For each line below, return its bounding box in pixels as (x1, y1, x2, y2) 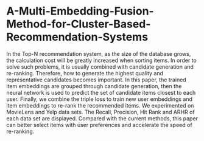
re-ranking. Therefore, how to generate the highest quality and (6, 69, 163, 77)
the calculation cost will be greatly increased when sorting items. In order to (6, 57, 197, 64)
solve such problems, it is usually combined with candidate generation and (6, 63, 194, 70)
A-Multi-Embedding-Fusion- (6, 4, 154, 18)
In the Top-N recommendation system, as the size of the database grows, (6, 50, 191, 57)
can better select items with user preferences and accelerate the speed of (6, 121, 193, 128)
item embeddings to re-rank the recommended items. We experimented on (6, 101, 194, 109)
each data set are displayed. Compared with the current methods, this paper (6, 114, 198, 122)
